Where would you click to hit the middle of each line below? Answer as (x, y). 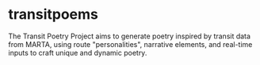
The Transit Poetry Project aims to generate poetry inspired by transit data (130, 36)
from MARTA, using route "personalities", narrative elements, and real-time (130, 44)
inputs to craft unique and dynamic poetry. (78, 52)
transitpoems (54, 14)
